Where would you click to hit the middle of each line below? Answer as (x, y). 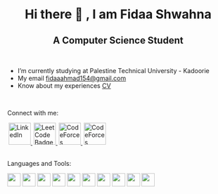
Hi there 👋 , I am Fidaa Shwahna (118, 14)
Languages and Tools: (39, 163)
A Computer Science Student (118, 40)
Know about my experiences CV (64, 86)
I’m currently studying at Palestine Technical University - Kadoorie (113, 71)
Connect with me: (33, 113)
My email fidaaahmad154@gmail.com (72, 78)
